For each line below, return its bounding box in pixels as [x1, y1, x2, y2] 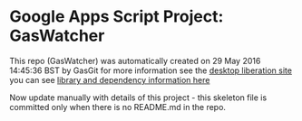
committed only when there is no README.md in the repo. [9, 101, 227, 112]
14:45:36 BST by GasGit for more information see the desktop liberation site [9, 65, 293, 76]
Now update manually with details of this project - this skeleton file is [9, 92, 268, 103]
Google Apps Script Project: [9, 6, 224, 27]
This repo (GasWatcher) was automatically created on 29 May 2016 [9, 55, 261, 66]
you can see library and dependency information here [9, 74, 210, 85]
